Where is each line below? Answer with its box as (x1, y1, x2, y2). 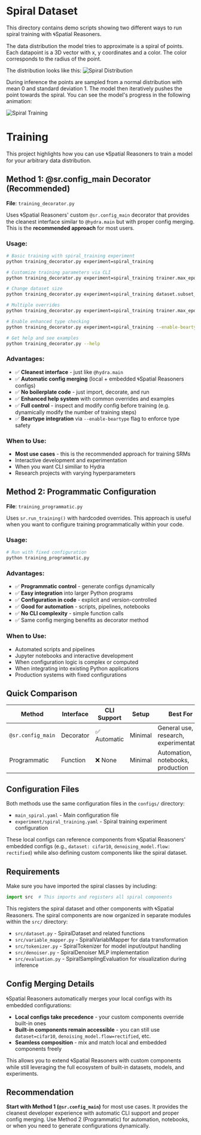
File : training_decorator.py (6, 199, 75, 206)
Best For (168, 710, 193, 718)
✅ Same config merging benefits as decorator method (14, 616, 149, 624)
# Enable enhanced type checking (6, 318, 90, 325)
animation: (6, 97, 32, 104)
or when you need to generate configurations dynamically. (6, 1122, 151, 1130)
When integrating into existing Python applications (14, 664, 139, 672)
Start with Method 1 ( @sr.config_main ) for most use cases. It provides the (6, 1103, 188, 1110)
